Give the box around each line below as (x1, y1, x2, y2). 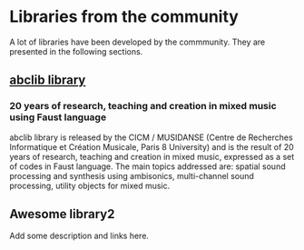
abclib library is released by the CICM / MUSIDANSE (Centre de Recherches (9, 132, 293, 143)
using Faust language (9, 111, 107, 124)
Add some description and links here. (9, 230, 150, 242)
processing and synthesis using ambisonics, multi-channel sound (9, 170, 254, 181)
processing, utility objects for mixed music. (9, 180, 171, 191)
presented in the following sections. (9, 45, 143, 56)
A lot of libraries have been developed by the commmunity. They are (9, 36, 266, 47)
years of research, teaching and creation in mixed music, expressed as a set (9, 151, 295, 162)
